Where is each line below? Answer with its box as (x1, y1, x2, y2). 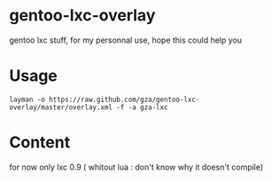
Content (9, 132, 71, 153)
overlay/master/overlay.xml (9, 103, 113, 112)
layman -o (9, 95, 46, 104)
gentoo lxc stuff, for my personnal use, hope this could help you (9, 35, 242, 45)
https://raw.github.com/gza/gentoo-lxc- (48, 95, 200, 104)
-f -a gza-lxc (116, 103, 168, 112)
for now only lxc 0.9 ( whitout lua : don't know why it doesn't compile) (9, 161, 264, 172)
